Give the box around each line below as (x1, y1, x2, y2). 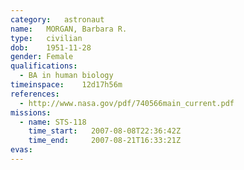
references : (10, 89, 60, 99)
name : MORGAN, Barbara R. (10, 24, 128, 34)
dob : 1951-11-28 (10, 42, 92, 53)
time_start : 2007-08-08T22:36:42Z (28, 126, 182, 136)
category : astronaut (10, 14, 105, 25)
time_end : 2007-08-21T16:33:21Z (28, 136, 182, 146)
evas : (10, 145, 33, 155)
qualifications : (10, 61, 78, 71)
